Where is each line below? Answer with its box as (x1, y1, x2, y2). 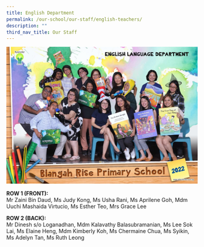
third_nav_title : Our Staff (6, 29, 78, 35)
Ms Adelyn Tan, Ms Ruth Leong (6, 234, 85, 242)
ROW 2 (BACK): (6, 215, 47, 222)
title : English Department (6, 10, 75, 16)
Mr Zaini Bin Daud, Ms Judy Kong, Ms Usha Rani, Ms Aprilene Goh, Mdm (6, 197, 188, 204)
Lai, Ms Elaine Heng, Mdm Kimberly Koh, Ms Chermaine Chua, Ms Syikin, (6, 228, 189, 235)
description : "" (6, 23, 47, 29)
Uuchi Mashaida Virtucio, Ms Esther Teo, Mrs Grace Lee (6, 203, 147, 210)
